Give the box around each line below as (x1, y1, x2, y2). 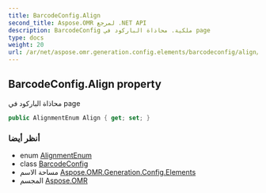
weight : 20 (8, 41, 44, 49)
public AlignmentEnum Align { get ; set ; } (8, 114, 150, 122)
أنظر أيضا (8, 132, 40, 143)
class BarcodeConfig (19, 159, 89, 168)
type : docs (8, 33, 44, 42)
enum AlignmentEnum (19, 150, 93, 160)
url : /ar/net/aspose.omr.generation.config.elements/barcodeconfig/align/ (8, 48, 260, 56)
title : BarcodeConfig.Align (8, 11, 101, 20)
